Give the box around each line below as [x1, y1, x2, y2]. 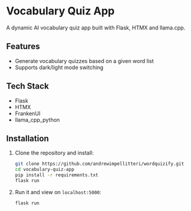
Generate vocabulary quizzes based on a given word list [14, 57, 154, 64]
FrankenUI [14, 110, 41, 117]
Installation [6, 133, 49, 143]
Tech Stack [6, 81, 49, 91]
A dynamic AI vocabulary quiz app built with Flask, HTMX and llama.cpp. [6, 24, 186, 31]
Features [6, 41, 40, 52]
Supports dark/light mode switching [14, 64, 104, 71]
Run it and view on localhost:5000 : [14, 188, 102, 195]
